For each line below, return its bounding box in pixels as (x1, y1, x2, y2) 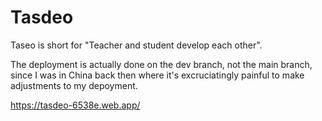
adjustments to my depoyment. (10, 79, 138, 91)
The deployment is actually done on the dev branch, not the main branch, (10, 58, 313, 70)
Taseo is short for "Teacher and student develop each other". (10, 39, 263, 51)
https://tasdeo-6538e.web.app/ (10, 99, 141, 111)
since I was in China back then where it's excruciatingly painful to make (10, 69, 305, 81)
